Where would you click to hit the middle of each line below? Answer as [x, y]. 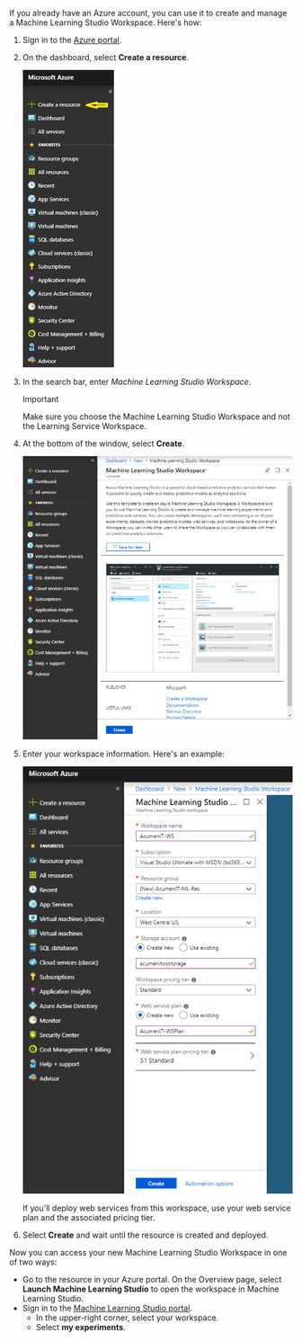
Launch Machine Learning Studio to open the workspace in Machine [151, 1289]
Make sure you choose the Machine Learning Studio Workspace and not [156, 416]
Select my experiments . [80, 1328]
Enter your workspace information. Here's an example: [123, 754]
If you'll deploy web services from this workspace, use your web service [156, 1208]
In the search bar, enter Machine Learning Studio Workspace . [137, 382]
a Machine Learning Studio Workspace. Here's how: [106, 22]
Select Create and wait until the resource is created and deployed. [145, 1235]
